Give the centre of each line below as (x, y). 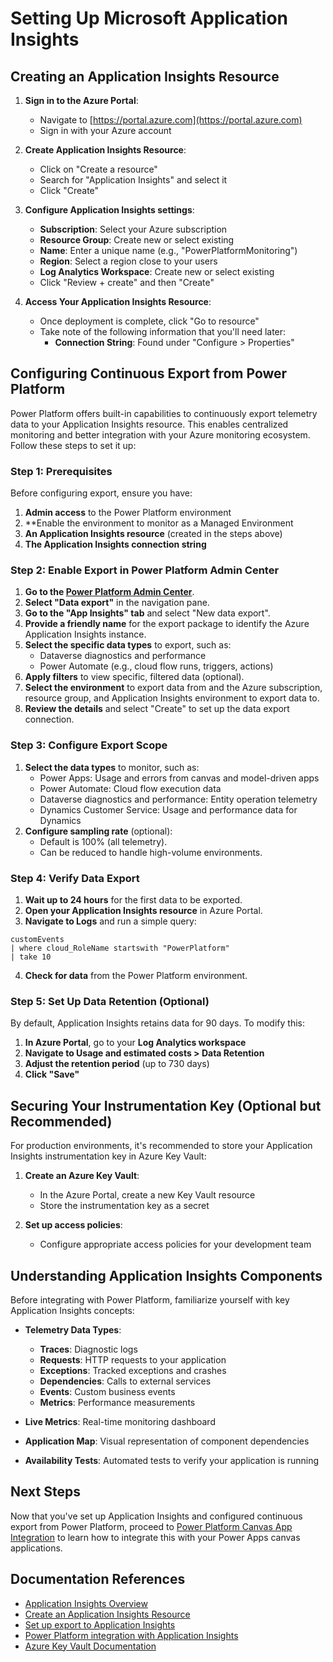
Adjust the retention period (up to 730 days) (117, 1064)
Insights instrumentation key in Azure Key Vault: (108, 1156)
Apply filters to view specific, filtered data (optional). (134, 677)
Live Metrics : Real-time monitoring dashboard (120, 1421)
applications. (36, 1548)
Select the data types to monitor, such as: (112, 767)
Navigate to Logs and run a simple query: (110, 921)
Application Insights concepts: (72, 1310)
